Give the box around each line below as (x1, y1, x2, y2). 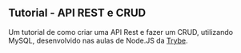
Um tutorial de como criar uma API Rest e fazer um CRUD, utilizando (8, 27, 234, 36)
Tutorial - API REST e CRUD (8, 6, 147, 20)
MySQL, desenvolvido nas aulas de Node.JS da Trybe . (8, 36, 188, 45)
